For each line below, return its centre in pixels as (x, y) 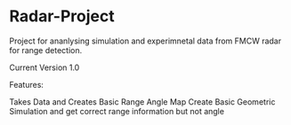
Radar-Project (62, 16)
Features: (27, 84)
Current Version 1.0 (44, 67)
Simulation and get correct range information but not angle (117, 111)
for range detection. (46, 50)
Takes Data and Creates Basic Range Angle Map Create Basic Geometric (142, 102)
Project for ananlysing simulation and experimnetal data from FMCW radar (145, 41)
